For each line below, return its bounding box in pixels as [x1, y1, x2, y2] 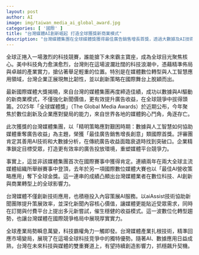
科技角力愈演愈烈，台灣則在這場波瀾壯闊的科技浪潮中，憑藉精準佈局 [26, 60, 193, 68]
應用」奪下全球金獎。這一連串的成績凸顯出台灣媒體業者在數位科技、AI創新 [11, 173, 193, 180]
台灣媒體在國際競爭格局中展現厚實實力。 [26, 215, 126, 222]
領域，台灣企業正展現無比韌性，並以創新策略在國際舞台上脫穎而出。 [11, 75, 178, 82]
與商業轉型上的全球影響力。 [6, 180, 74, 187]
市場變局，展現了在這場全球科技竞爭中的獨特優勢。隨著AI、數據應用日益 [11, 235, 188, 242]
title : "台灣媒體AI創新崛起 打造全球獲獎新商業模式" [6, 31, 122, 37]
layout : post [6, 8, 38, 15]
